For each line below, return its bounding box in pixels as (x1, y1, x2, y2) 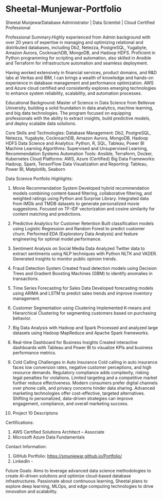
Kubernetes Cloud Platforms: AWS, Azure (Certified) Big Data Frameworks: (5, 156, 155, 161)
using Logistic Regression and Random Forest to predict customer (12, 225, 145, 231)
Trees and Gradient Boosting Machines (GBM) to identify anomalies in (12, 270, 153, 276)
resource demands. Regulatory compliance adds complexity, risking (12, 369, 149, 375)
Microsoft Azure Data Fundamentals (12, 434, 85, 440)
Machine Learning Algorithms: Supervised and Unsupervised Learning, (5, 145, 148, 151)
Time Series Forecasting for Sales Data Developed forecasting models (12, 285, 154, 291)
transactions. (12, 276, 39, 281)
